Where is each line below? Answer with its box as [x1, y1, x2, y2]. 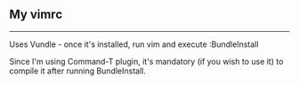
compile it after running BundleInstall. [9, 66, 147, 76]
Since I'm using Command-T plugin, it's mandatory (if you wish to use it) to [9, 56, 284, 66]
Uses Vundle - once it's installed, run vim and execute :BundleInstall [9, 39, 259, 50]
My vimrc [9, 7, 63, 22]
